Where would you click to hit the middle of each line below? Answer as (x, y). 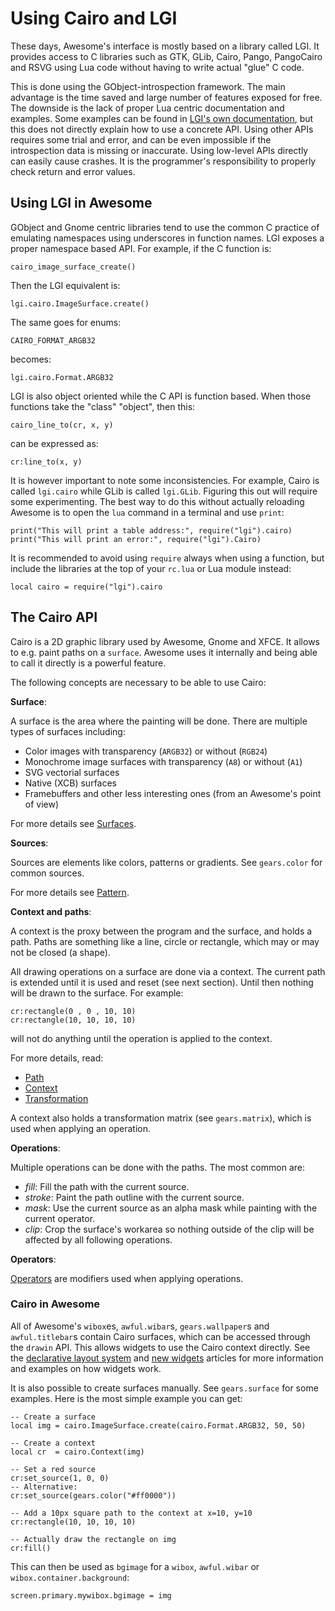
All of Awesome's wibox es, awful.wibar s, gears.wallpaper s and (140, 1326)
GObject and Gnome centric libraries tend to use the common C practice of (165, 227)
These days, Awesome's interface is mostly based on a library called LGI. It (165, 46)
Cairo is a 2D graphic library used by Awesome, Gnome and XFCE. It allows (165, 641)
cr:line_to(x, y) (46, 462)
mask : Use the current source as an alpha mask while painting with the (171, 1208)
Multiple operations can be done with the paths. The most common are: (157, 1167)
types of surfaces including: (68, 731)
